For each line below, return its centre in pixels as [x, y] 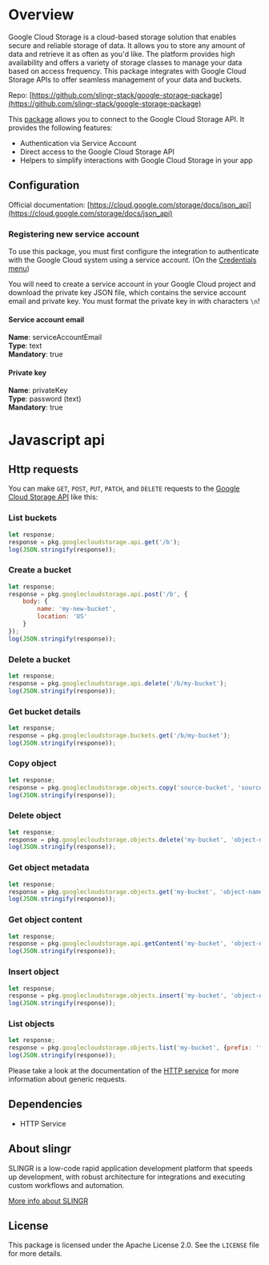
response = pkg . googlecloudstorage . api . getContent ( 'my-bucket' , [118, 944]
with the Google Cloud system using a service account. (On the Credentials [132, 260]
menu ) [19, 269]
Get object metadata [49, 867]
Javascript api [57, 440]
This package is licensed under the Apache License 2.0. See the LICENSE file [134, 1245]
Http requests [43, 469]
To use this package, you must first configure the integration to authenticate [134, 252]
